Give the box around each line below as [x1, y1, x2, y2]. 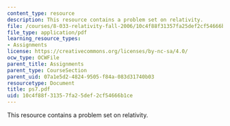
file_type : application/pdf [7, 29, 88, 36]
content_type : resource [7, 10, 75, 17]
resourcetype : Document [7, 80, 75, 86]
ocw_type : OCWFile [7, 54, 60, 61]
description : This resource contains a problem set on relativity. [7, 16, 204, 23]
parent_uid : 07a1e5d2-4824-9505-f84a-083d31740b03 [7, 73, 155, 80]
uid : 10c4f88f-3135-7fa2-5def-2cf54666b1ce [7, 93, 133, 99]
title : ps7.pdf [7, 86, 51, 93]
